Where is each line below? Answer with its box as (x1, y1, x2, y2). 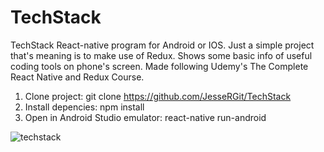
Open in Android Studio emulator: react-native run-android (24, 111, 267, 123)
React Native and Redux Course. (10, 71, 145, 83)
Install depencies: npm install (24, 101, 145, 113)
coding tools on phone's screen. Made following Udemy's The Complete (10, 60, 309, 72)
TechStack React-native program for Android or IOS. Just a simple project (10, 39, 315, 51)
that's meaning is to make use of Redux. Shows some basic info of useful (10, 49, 313, 61)
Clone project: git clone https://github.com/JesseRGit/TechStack (24, 90, 292, 102)
